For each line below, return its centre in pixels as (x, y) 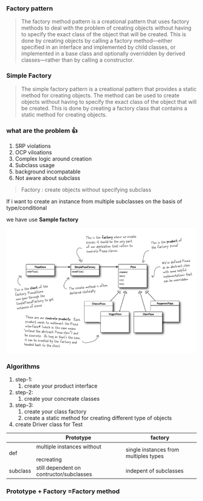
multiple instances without (69, 446)
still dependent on (58, 467)
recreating (49, 459)
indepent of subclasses (155, 471)
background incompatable (48, 171)
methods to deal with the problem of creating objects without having (106, 28)
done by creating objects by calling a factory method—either (97, 41)
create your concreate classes (62, 398)
